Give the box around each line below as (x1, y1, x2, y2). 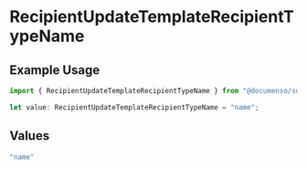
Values (9, 128, 50, 143)
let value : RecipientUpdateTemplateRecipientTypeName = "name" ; (9, 102, 259, 111)
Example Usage (9, 62, 101, 78)
